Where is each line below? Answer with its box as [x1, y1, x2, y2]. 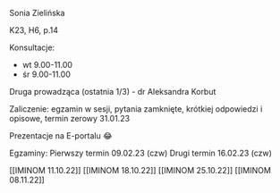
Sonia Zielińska [9, 8, 65, 18]
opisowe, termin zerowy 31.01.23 [9, 113, 131, 123]
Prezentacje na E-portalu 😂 [9, 130, 113, 141]
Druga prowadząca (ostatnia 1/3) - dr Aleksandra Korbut [9, 87, 216, 96]
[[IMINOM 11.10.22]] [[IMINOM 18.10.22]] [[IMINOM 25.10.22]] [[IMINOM [9, 165, 271, 175]
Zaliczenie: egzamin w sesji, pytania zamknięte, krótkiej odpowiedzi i [9, 104, 263, 114]
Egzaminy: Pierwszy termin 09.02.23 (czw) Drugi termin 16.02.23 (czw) [9, 147, 273, 158]
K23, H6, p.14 [9, 25, 58, 35]
